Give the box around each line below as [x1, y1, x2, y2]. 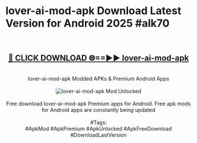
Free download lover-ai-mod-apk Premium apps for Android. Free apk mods [6, 100, 191, 107]
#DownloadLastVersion [70, 131, 127, 138]
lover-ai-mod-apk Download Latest [5, 4, 182, 18]
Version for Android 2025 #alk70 [5, 16, 170, 30]
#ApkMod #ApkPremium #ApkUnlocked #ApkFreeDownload [25, 125, 172, 132]
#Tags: [90, 119, 107, 126]
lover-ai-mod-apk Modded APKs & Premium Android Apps [28, 75, 169, 82]
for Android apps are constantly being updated [41, 106, 156, 113]
